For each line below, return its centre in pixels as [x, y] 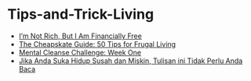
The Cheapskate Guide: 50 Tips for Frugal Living [97, 44]
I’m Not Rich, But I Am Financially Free [80, 36]
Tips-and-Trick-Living [81, 14]
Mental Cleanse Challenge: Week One [80, 52]
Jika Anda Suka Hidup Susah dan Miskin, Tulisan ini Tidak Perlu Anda [131, 61]
